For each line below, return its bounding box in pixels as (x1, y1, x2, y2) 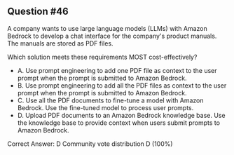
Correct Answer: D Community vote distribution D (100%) (7, 140, 173, 148)
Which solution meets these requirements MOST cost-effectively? (7, 53, 198, 61)
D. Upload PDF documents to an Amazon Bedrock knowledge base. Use (17, 111, 226, 119)
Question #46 (7, 6, 69, 18)
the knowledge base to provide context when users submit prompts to (17, 119, 221, 127)
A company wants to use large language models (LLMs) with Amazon (7, 24, 208, 32)
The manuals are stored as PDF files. (7, 39, 113, 48)
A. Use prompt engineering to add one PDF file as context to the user (17, 66, 217, 74)
